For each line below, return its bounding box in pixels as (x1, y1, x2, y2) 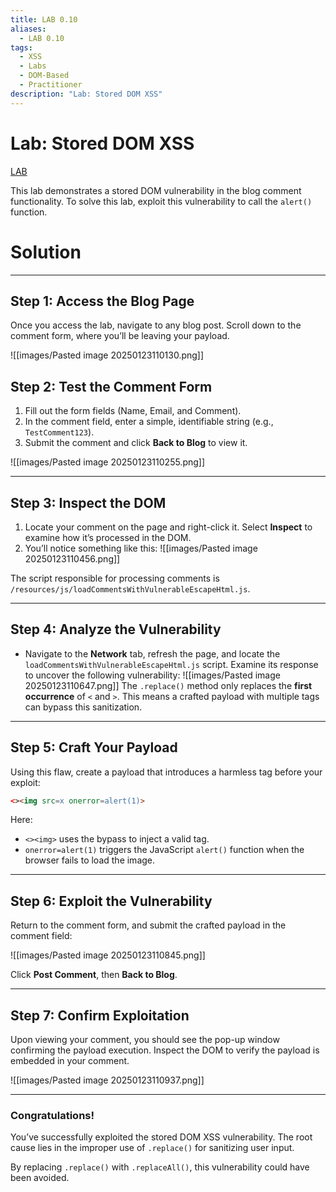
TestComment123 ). (24, 426, 95, 438)
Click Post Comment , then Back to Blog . (10, 969, 178, 981)
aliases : (10, 24, 47, 34)
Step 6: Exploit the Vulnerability (10, 892, 213, 910)
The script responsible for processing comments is (10, 572, 220, 584)
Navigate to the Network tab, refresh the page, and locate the (24, 647, 281, 660)
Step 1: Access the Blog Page (10, 292, 195, 310)
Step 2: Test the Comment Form (10, 378, 213, 395)
